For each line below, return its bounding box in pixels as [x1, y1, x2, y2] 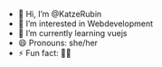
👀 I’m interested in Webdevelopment [17, 18, 154, 29]
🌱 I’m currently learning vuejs [17, 28, 128, 38]
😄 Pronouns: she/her [17, 37, 98, 48]
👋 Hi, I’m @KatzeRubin [17, 9, 102, 19]
